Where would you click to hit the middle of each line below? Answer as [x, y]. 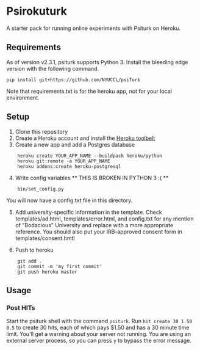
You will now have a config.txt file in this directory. [70, 200]
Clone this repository [41, 131]
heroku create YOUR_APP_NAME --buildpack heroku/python [90, 156]
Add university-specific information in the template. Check [89, 212]
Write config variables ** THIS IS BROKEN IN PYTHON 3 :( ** [92, 178]
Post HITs [21, 308]
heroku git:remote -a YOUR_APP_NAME [64, 161]
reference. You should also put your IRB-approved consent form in [98, 232]
